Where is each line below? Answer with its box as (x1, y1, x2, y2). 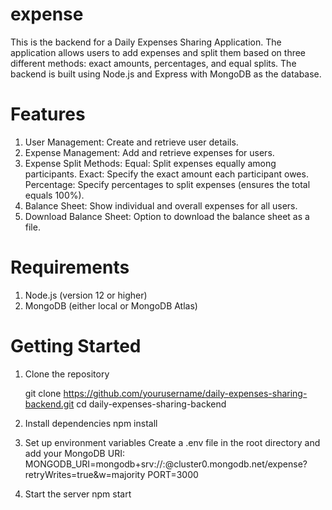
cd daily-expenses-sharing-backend (76, 398, 227, 410)
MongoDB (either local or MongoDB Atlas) (24, 299, 198, 312)
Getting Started (10, 335, 142, 357)
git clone (24, 387, 62, 399)
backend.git (24, 398, 75, 410)
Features (10, 103, 86, 126)
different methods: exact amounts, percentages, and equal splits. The (10, 57, 297, 69)
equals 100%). (24, 189, 85, 201)
